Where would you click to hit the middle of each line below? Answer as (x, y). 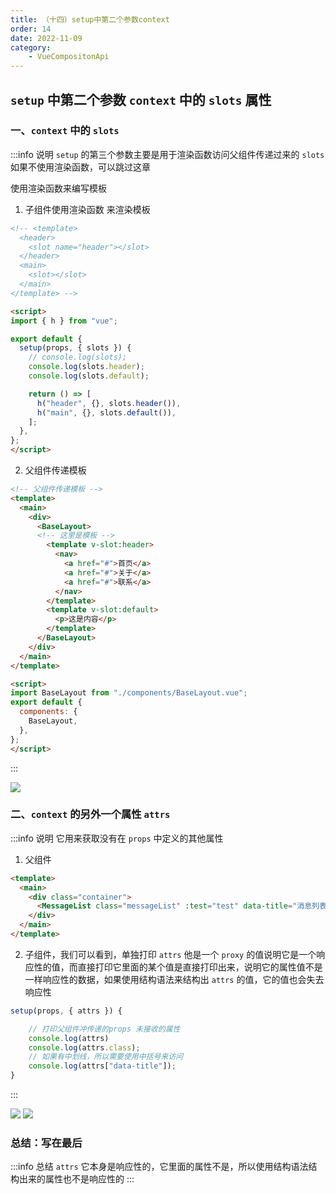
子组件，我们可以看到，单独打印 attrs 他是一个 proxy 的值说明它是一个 (170, 954)
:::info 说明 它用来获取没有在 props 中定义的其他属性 (117, 838)
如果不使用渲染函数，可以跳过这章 (80, 167)
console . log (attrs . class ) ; (84, 1047)
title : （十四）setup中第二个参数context (90, 19)
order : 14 (31, 29)
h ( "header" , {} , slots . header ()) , (109, 403)
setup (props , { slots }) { (75, 348)
